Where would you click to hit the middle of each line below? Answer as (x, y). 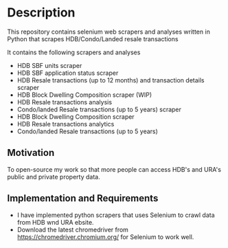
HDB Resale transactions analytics (66, 124)
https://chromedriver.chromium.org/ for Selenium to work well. (105, 237)
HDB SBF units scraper (49, 65)
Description (41, 13)
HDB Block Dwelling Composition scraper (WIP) (84, 95)
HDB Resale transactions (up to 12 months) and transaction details (111, 80)
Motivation (31, 153)
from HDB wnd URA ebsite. (55, 222)
